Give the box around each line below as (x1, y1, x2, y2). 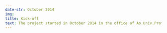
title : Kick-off (5, 16, 39, 21)
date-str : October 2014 (5, 7, 55, 12)
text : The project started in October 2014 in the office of (5, 20, 135, 26)
